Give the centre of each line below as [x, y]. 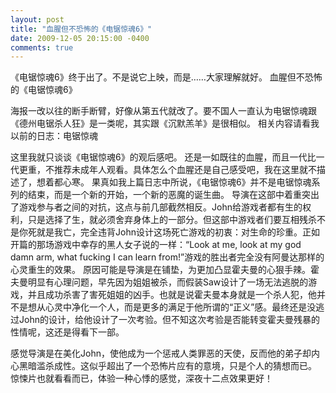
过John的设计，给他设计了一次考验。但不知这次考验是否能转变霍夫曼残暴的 [165, 320]
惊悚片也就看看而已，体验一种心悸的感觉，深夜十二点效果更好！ [141, 378]
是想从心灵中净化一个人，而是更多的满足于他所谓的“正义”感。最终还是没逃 [171, 307]
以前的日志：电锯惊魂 [54, 136]
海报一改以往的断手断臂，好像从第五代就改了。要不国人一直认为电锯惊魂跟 [163, 111]
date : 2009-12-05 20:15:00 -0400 [80, 38]
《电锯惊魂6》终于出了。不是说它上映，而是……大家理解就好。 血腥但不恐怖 [166, 77]
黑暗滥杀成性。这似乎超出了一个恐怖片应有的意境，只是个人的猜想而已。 [167, 366]
